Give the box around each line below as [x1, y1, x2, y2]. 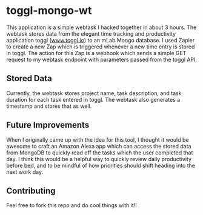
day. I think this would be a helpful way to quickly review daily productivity [6, 155, 192, 162]
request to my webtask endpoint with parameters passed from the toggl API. [6, 56, 197, 63]
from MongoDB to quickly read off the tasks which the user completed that [6, 149, 193, 156]
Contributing [6, 185, 56, 196]
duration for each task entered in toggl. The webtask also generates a [6, 96, 181, 103]
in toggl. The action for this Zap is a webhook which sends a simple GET [6, 49, 187, 56]
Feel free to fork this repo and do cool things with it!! [6, 202, 138, 209]
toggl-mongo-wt [6, 4, 92, 18]
